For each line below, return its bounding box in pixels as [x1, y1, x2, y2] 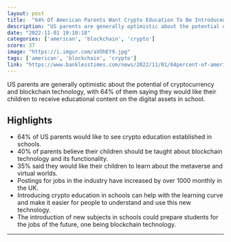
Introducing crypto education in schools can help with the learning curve [16, 191, 223, 199]
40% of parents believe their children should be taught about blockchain [16, 147, 223, 155]
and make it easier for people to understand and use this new [16, 199, 191, 207]
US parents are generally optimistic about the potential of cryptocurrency [7, 80, 214, 88]
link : [7, 61, 23, 68]
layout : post [7, 10, 45, 17]
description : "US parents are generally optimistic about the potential [7, 23, 220, 30]
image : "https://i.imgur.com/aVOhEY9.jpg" [7, 49, 131, 56]
